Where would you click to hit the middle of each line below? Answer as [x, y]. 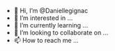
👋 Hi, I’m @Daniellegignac [51, 11]
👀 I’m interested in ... [43, 18]
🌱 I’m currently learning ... [51, 25]
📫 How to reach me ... [46, 40]
